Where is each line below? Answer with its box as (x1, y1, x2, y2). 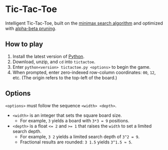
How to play (5, 40, 43, 49)
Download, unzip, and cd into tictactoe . (12, 59, 96, 65)
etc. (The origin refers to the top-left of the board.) (12, 74, 117, 81)
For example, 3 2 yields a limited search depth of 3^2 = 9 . (20, 133, 140, 139)
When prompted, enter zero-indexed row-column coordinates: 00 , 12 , (12, 69, 156, 75)
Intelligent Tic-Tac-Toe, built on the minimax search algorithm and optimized (5, 20, 163, 26)
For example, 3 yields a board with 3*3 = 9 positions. (20, 117, 130, 123)
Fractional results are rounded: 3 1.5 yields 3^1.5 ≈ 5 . (20, 139, 132, 145)
